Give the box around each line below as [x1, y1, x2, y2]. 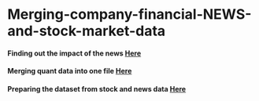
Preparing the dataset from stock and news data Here [7, 84, 187, 93]
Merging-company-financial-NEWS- [7, 5, 252, 23]
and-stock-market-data [7, 22, 166, 40]
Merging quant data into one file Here [7, 67, 132, 76]
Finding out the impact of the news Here [7, 49, 142, 58]
